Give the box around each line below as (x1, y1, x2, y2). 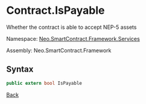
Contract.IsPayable (6, 4, 105, 17)
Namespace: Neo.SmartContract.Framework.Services (6, 35, 140, 42)
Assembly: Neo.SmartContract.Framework (6, 46, 112, 54)
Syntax (6, 64, 34, 75)
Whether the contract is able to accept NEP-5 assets (6, 23, 137, 31)
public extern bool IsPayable (6, 80, 83, 86)
